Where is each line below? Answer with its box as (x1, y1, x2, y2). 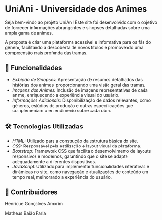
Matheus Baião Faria (5, 210, 46, 216)
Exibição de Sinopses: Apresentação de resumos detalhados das (12, 76, 143, 82)
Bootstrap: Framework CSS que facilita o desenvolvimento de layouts (12, 148, 151, 154)
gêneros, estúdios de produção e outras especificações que (12, 102, 133, 108)
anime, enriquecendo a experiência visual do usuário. (12, 92, 120, 98)
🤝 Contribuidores (5, 188, 58, 196)
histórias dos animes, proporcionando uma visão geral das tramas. (12, 82, 146, 88)
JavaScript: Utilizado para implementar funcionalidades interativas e (12, 164, 150, 169)
